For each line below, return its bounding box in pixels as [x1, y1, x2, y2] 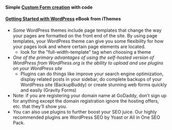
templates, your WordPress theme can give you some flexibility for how [12, 38, 164, 44]
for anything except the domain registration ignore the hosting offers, [12, 98, 159, 104]
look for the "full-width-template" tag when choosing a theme [20, 49, 151, 55]
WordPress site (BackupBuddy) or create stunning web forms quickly [20, 81, 167, 88]
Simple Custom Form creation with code [5, 4, 93, 10]
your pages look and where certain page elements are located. [12, 44, 146, 50]
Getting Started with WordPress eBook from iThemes [5, 16, 121, 22]
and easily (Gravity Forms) [20, 87, 77, 93]
